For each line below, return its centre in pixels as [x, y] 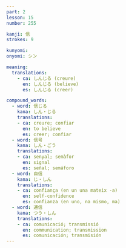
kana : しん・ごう [37, 146]
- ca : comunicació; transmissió [58, 224]
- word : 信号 [27, 140]
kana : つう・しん [37, 213]
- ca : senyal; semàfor [46, 157]
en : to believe [41, 129]
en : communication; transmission [65, 230]
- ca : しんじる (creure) [47, 78]
